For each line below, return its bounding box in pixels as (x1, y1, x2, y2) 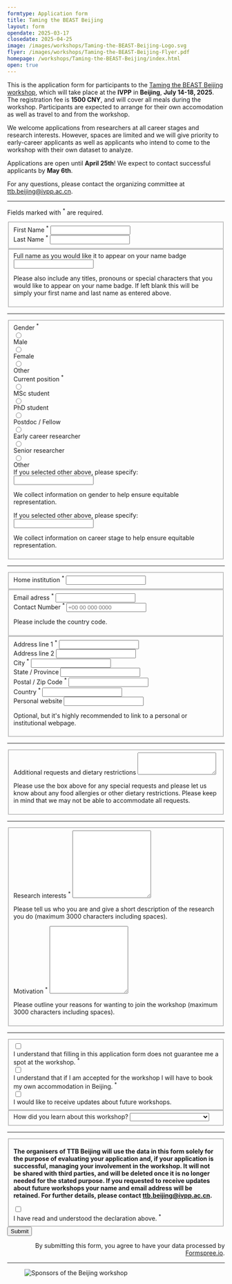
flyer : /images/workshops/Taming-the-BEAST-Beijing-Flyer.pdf (7, 49, 190, 56)
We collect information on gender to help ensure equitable (13, 491, 180, 499)
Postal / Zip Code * (13, 676, 67, 686)
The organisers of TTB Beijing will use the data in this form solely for (13, 1147, 214, 1156)
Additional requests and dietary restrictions (13, 768, 137, 777)
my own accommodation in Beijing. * (13, 1081, 117, 1090)
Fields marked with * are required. (7, 207, 104, 217)
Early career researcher (13, 432, 81, 440)
